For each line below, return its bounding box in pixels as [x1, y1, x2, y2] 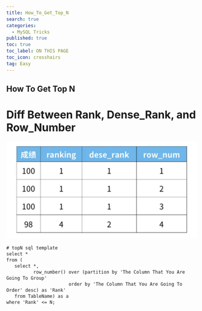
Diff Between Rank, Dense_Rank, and [6, 108, 197, 122]
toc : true [6, 42, 31, 48]
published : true [6, 35, 47, 42]
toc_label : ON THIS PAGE [6, 48, 69, 54]
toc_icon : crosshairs [6, 54, 61, 60]
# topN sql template [6, 245, 59, 251]
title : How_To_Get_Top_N [6, 10, 69, 16]
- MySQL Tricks [11, 29, 50, 35]
